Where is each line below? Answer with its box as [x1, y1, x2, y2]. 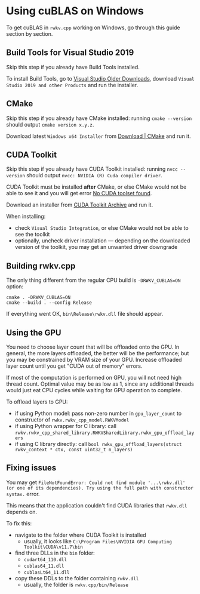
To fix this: [6, 519, 32, 527]
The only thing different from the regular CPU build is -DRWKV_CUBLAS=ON [6, 276, 181, 284]
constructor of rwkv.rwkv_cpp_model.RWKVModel [14, 416, 130, 423]
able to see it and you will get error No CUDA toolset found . [6, 190, 152, 197]
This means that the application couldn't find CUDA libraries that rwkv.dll [6, 501, 187, 509]
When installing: [6, 213, 46, 220]
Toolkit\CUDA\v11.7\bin [23, 544, 84, 550]
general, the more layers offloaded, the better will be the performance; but [6, 350, 189, 356]
